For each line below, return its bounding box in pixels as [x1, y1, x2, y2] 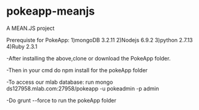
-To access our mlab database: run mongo [6, 78, 114, 86]
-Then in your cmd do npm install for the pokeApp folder [6, 66, 148, 74]
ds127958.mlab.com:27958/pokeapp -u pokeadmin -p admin [6, 84, 159, 92]
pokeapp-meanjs [6, 4, 95, 18]
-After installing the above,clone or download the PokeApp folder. [6, 54, 171, 62]
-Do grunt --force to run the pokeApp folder [6, 97, 117, 104]
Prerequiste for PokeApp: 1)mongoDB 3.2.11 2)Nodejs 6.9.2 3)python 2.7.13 [6, 36, 194, 43]
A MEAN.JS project [6, 24, 55, 32]
